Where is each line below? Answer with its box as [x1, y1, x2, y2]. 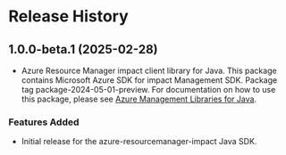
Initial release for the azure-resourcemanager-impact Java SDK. [21, 136, 257, 147]
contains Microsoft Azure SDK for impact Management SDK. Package [21, 75, 278, 86]
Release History [8, 6, 129, 27]
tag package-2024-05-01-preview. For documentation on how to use [21, 85, 276, 94]
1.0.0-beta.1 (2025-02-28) [8, 42, 158, 57]
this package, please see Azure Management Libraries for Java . [21, 94, 257, 104]
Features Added [8, 116, 80, 128]
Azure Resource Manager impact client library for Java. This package [21, 65, 278, 76]
